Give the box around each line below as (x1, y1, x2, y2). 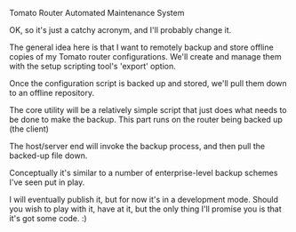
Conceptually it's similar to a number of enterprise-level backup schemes (9, 168, 278, 178)
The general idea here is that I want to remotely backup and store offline (9, 42, 274, 52)
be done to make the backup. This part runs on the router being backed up (9, 115, 283, 124)
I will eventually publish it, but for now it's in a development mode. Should (9, 195, 278, 204)
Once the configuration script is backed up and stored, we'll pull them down (9, 78, 287, 88)
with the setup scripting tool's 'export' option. (9, 61, 176, 71)
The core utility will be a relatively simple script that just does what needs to (9, 105, 287, 115)
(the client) (9, 124, 49, 134)
